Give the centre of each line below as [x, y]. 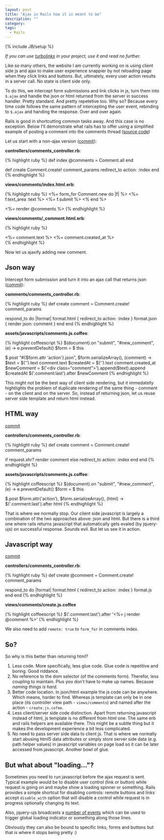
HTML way [22, 414]
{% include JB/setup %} [29, 46]
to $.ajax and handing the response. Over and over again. [64, 112]
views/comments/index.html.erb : [40, 184]
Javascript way [29, 545]
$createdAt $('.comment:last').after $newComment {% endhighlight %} [77, 373]
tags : [11, 28]
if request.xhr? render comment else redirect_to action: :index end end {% [80, 459]
